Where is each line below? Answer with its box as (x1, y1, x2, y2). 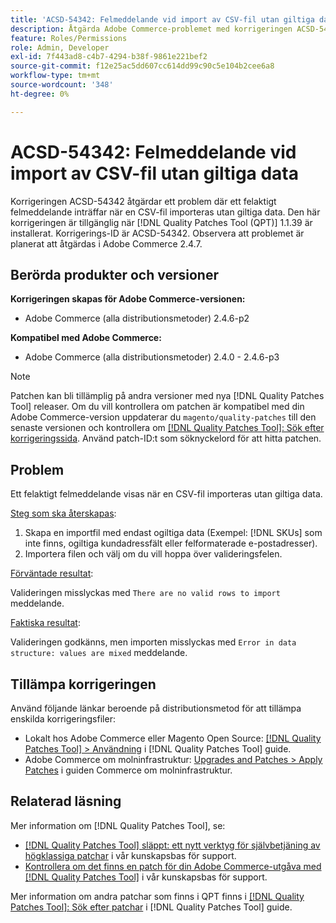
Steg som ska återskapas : (10, 507, 117, 520)
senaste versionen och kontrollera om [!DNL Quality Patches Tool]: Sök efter (10, 422, 325, 434)
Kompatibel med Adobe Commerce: (10, 332, 162, 344)
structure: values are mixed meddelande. (10, 647, 188, 659)
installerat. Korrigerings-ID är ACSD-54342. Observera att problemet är (10, 227, 305, 239)
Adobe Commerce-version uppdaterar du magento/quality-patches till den (10, 411, 317, 423)
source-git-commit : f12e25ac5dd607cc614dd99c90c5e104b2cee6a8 (10, 61, 275, 71)
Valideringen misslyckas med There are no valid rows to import (10, 587, 281, 599)
